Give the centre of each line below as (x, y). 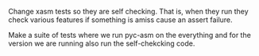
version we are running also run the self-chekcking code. (102, 43)
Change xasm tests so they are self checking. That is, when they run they (128, 11)
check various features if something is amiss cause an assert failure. (120, 20)
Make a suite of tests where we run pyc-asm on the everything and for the (130, 35)
